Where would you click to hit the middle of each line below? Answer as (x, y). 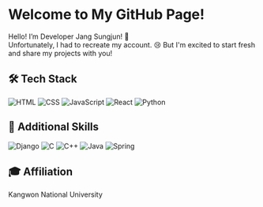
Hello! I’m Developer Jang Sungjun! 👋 (69, 36)
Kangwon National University (55, 194)
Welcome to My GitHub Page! (107, 15)
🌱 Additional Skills (54, 127)
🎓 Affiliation (41, 171)
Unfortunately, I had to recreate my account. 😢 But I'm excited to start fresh (131, 44)
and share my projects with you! (60, 53)
